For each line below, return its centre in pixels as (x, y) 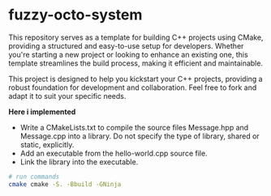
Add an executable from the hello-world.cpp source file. (114, 153)
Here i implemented (42, 112)
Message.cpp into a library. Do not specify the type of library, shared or (140, 136)
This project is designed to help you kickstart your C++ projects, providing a (135, 79)
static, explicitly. (47, 144)
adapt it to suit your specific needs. (67, 96)
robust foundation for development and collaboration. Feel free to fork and (133, 87)
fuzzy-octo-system (75, 15)
